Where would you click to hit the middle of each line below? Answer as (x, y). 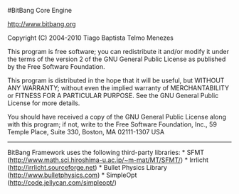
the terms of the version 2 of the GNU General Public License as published (117, 59)
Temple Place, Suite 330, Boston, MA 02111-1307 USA (86, 132)
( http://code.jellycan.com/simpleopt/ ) (62, 183)
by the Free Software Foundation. (56, 66)
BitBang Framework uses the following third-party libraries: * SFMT (106, 152)
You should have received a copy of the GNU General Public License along (117, 117)
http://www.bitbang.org (42, 24)
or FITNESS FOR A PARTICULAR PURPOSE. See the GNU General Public (113, 96)
